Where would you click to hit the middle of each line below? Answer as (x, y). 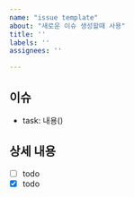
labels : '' (30, 43)
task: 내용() (43, 120)
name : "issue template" (54, 17)
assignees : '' (36, 51)
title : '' (28, 34)
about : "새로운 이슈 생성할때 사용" (67, 26)
